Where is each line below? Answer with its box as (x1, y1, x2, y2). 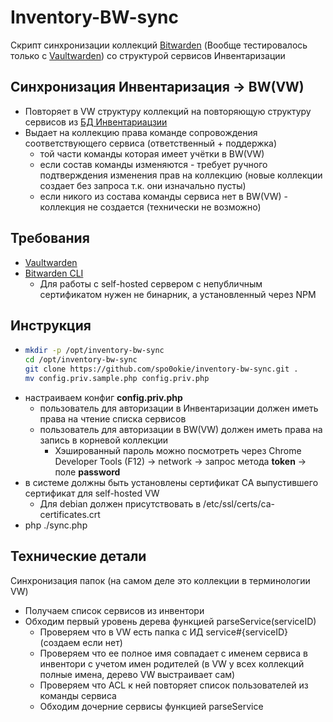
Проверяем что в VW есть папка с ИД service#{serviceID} (39, 626, 289, 638)
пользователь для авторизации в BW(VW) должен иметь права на (39, 423, 323, 435)
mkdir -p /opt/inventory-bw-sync (24, 346, 165, 356)
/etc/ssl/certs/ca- (203, 497, 275, 510)
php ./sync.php (24, 519, 88, 531)
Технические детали (10, 548, 147, 565)
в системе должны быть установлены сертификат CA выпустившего (24, 476, 319, 488)
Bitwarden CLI (24, 267, 84, 279)
